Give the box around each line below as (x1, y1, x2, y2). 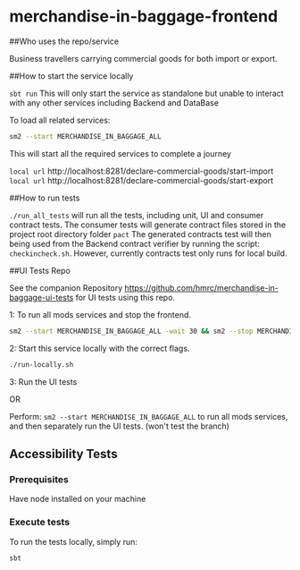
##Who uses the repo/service (9, 36, 119, 47)
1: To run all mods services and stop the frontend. (9, 309, 192, 319)
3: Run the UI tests (9, 376, 78, 387)
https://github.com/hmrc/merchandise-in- (124, 282, 279, 293)
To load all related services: (9, 115, 111, 125)
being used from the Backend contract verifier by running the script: (9, 238, 261, 249)
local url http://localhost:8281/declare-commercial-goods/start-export (9, 174, 274, 185)
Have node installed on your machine (9, 494, 146, 505)
